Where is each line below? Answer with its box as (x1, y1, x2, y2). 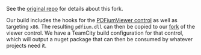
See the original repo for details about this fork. (6, 5, 123, 12)
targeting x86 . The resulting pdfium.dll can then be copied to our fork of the (6, 23, 196, 30)
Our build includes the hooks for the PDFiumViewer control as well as (6, 17, 178, 23)
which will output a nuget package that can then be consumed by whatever (6, 36, 193, 42)
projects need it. (6, 42, 47, 49)
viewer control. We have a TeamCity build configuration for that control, (6, 29, 184, 36)
